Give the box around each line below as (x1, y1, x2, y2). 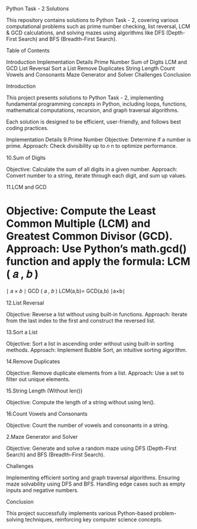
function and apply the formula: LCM (6, 255, 190, 268)
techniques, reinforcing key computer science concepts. (25, 516, 163, 523)
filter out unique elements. (6, 375, 70, 382)
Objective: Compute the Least (6, 204, 156, 218)
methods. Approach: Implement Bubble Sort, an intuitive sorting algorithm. (6, 346, 188, 353)
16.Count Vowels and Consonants (6, 410, 88, 417)
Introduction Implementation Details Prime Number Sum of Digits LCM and (6, 59, 188, 65)
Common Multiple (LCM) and (6, 217, 151, 230)
